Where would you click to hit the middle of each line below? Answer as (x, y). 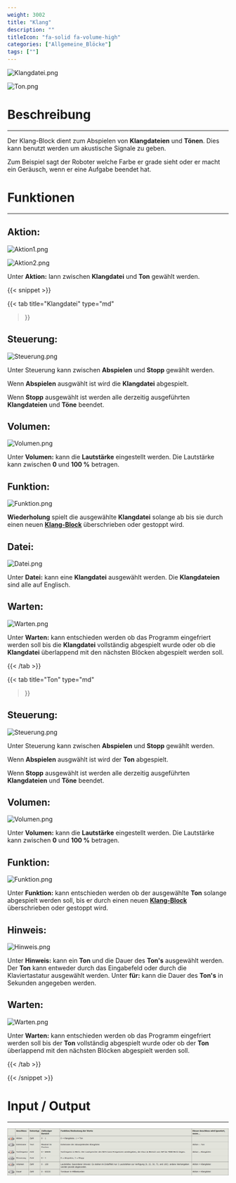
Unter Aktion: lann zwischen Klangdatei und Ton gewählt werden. (104, 276)
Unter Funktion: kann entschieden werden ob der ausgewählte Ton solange (117, 893)
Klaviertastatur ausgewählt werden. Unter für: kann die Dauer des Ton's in (115, 975)
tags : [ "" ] (23, 52)
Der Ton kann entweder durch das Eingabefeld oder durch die (97, 968)
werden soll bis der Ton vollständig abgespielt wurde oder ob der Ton (108, 1043)
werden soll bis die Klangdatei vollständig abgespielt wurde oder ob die (111, 645)
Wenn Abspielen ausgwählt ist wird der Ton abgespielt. (88, 759)
